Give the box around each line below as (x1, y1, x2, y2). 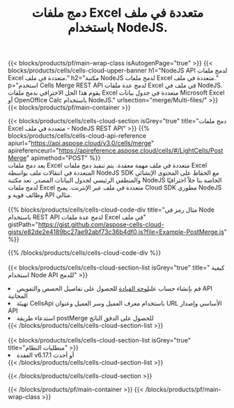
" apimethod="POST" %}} (26, 154, 101, 162)
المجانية (8, 292, 29, 300)
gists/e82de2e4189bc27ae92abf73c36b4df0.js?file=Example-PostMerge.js (8, 228, 225, 236)
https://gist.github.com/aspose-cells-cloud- (38, 221, 164, 229)
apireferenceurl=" (8, 146, 59, 155)
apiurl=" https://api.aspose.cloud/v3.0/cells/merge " (8, 139, 155, 148)
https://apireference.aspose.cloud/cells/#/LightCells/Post (58, 146, 224, 155)
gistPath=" (8, 221, 39, 229)
